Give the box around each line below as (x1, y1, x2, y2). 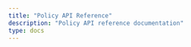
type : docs (8, 26, 45, 34)
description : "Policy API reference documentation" (8, 19, 184, 27)
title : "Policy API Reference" (8, 11, 113, 20)
